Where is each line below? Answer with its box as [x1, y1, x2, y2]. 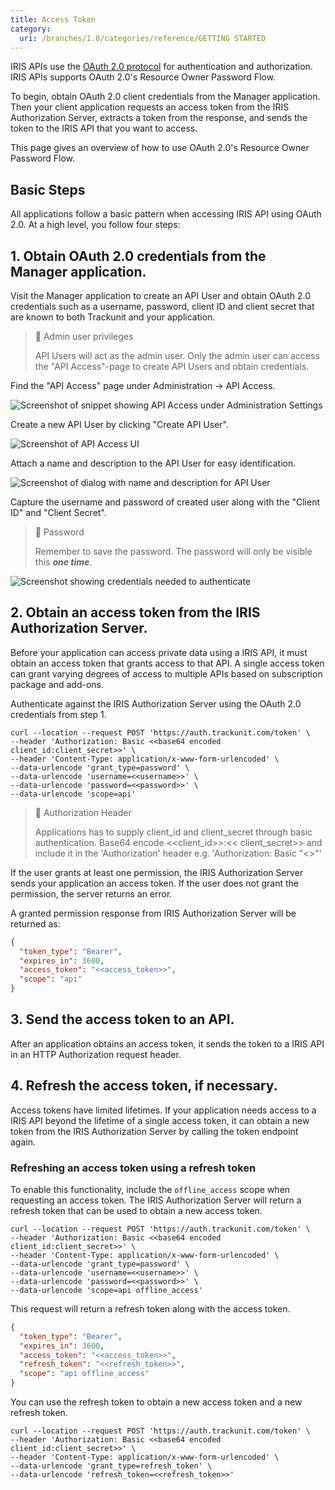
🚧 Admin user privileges [34, 331, 134, 342]
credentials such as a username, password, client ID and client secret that [10, 301, 315, 312]
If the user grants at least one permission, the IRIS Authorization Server [10, 866, 304, 878]
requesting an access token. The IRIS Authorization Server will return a [10, 1194, 302, 1206]
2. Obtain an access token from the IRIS [10, 604, 261, 621]
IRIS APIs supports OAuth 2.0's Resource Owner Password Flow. [10, 71, 277, 83]
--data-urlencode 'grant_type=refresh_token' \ [10, 1461, 213, 1471]
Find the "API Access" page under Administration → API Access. [10, 380, 276, 391]
